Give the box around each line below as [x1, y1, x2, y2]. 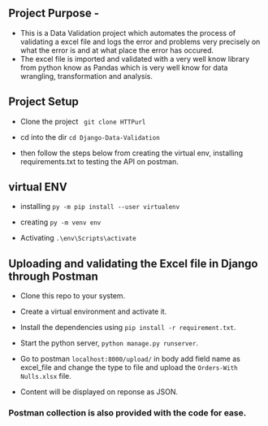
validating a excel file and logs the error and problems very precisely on [19, 37, 261, 46]
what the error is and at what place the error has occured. [19, 45, 214, 55]
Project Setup [8, 95, 80, 109]
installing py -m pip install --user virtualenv [19, 202, 180, 211]
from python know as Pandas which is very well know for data [19, 63, 228, 72]
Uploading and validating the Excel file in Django [8, 256, 258, 271]
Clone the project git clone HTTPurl [19, 116, 146, 126]
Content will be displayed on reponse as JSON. [19, 387, 179, 397]
